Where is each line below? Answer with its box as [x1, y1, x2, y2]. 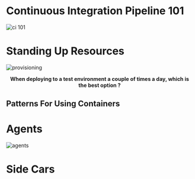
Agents [6, 122, 43, 136]
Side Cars [6, 162, 55, 176]
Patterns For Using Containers [6, 99, 120, 109]
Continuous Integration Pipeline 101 [6, 4, 184, 18]
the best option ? [78, 82, 121, 89]
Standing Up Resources [6, 44, 124, 58]
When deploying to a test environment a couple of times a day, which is [9, 75, 190, 82]
